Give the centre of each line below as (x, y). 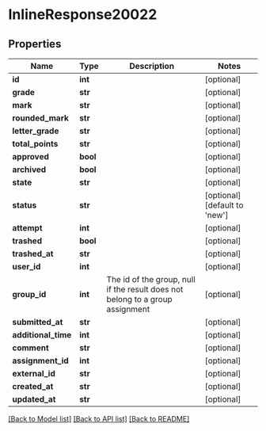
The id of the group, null (151, 279)
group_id (29, 294)
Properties (35, 44)
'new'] (217, 215)
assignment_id (40, 360)
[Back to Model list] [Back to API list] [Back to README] (99, 419)
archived (29, 170)
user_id (27, 267)
